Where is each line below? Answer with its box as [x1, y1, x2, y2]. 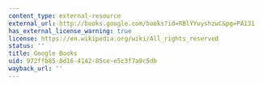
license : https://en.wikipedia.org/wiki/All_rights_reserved [8, 34, 219, 43]
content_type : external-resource [8, 11, 121, 20]
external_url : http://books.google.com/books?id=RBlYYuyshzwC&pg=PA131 [8, 19, 255, 28]
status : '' [8, 42, 45, 50]
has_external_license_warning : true [8, 27, 132, 35]
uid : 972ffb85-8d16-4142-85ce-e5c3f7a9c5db [8, 57, 158, 66]
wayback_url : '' [8, 65, 63, 73]
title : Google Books [8, 49, 78, 57]
